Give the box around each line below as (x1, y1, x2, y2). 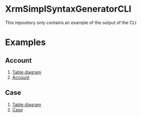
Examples (5, 37, 46, 48)
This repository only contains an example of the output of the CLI (5, 20, 137, 25)
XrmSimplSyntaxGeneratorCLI (5, 3, 132, 15)
